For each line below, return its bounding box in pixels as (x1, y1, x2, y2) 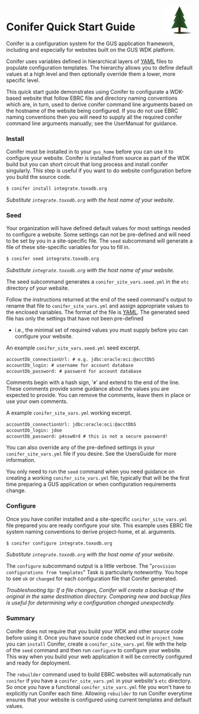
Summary (6, 614, 36, 622)
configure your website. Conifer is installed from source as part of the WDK (6, 155, 190, 162)
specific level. (6, 77, 40, 84)
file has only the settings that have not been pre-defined (6, 315, 144, 322)
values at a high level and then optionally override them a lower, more (6, 70, 176, 77)
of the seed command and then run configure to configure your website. (6, 646, 182, 653)
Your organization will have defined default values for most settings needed (6, 225, 191, 232)
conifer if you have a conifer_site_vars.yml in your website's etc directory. (6, 677, 192, 684)
